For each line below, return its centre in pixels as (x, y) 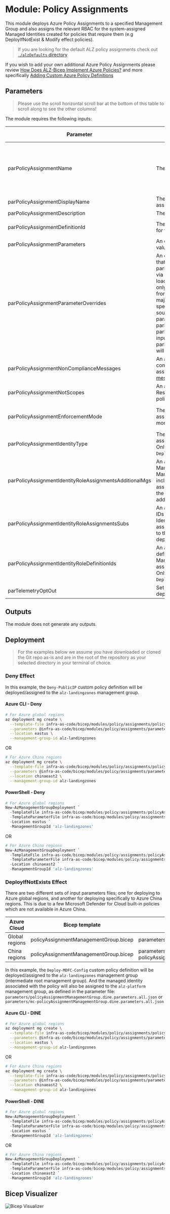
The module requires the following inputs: (49, 119)
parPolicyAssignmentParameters (47, 244)
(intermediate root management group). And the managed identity (74, 981)
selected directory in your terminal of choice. (65, 663)
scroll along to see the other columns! (57, 109)
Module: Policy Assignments (67, 9)
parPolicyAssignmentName (40, 168)
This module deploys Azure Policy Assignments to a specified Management (84, 23)
